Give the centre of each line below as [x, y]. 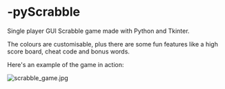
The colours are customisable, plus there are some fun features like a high [113, 44]
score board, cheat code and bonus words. [68, 51]
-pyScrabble [44, 12]
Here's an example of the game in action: [66, 64]
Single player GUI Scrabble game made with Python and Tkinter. [98, 31]
